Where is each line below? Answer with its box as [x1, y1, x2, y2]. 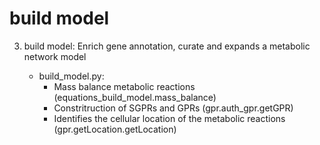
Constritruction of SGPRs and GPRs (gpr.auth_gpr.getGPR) [53, 102, 294, 114]
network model [23, 50, 87, 62]
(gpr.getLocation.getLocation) [53, 123, 177, 135]
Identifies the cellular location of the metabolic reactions [53, 112, 286, 124]
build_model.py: [38, 70, 105, 82]
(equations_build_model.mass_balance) [53, 91, 217, 103]
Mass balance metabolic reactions [53, 80, 196, 92]
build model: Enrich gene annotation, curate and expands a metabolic [23, 40, 311, 52]
